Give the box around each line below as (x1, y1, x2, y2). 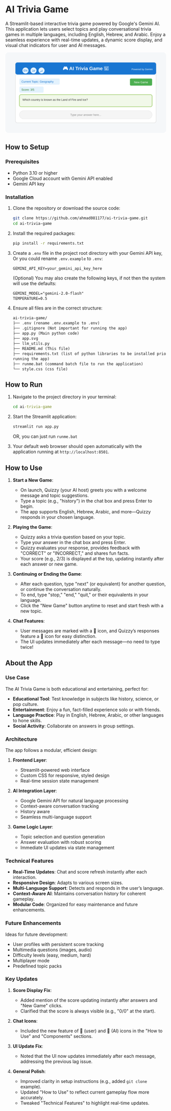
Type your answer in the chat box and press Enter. (20, 539, 127, 545)
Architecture (5, 736, 38, 743)
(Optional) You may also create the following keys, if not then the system (12, 275, 166, 281)
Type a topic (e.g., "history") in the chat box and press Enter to (20, 498, 152, 504)
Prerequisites (5, 158, 39, 166)
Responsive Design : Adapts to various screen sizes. (12, 880, 124, 886)
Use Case (5, 674, 30, 681)
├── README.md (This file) (12, 346, 70, 351)
